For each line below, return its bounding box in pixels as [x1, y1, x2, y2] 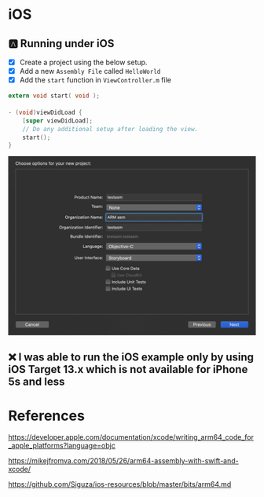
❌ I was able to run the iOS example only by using [8, 351, 254, 364]
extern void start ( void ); [8, 92, 101, 100]
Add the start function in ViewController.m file [19, 75, 171, 85]
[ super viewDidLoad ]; [22, 116, 93, 125]
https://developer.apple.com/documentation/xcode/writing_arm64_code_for [8, 433, 254, 442]
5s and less [8, 375, 65, 389]
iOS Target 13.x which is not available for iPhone [8, 363, 248, 376]
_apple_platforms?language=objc [8, 441, 115, 451]
